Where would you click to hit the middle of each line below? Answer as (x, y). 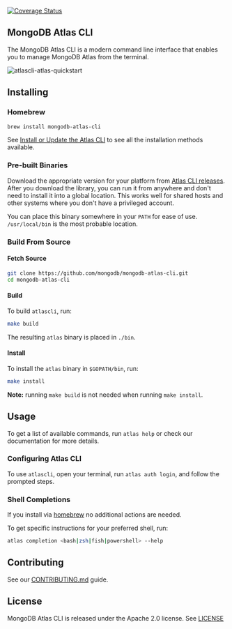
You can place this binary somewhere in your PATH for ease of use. (102, 216)
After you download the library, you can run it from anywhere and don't (109, 188)
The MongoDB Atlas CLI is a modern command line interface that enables (113, 50)
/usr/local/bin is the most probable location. (72, 224)
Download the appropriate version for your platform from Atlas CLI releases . (116, 181)
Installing (28, 92)
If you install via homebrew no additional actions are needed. (95, 515)
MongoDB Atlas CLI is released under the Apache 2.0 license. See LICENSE (116, 618)
